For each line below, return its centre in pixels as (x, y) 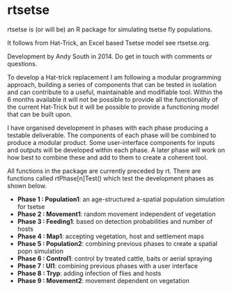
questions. (22, 63)
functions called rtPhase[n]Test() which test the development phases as (110, 178)
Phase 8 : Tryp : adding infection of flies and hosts (89, 273)
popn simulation (40, 251)
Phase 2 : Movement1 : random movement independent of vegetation (116, 214)
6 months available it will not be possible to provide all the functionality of (113, 99)
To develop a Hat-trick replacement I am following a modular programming (114, 77)
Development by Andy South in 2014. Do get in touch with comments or (110, 56)
